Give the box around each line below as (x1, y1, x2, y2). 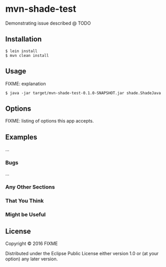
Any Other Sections (5, 183, 55, 191)
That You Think (5, 197, 44, 204)
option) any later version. (5, 256, 58, 262)
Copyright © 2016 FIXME (5, 240, 58, 247)
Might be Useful (5, 211, 46, 218)
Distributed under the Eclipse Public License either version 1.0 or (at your (5, 251, 159, 257)
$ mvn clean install (5, 53, 50, 58)
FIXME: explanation (5, 80, 46, 87)
